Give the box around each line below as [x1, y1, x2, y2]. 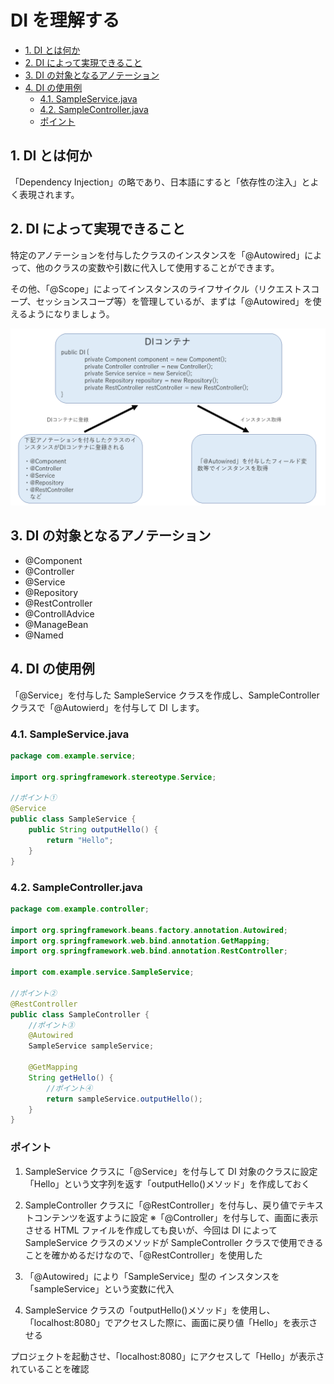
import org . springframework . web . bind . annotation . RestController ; [10, 946, 288, 956]
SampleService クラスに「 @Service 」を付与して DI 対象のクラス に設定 [24, 1165, 318, 1177]
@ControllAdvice [24, 607, 95, 620]
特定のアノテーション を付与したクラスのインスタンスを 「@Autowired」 [10, 249, 305, 261]
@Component [24, 554, 83, 566]
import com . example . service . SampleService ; [10, 967, 195, 978]
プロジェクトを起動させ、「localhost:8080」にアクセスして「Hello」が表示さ [10, 1350, 325, 1362]
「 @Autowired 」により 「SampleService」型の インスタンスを [24, 1270, 280, 1282]
